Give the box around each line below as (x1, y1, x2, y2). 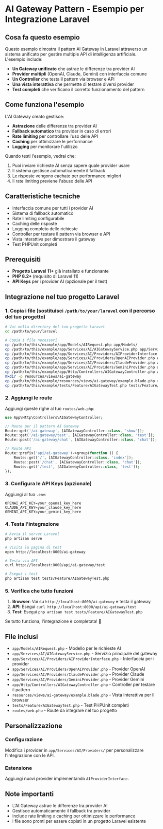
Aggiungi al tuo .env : (5, 491, 47, 497)
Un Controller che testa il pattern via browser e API (12, 76, 115, 82)
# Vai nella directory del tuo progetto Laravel (5, 325, 105, 330)
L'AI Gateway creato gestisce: (5, 113, 65, 119)
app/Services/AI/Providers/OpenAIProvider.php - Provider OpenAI (12, 666, 146, 672)
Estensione (5, 764, 33, 771)
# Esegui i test (5, 571, 38, 576)
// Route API (5, 446, 32, 451)
